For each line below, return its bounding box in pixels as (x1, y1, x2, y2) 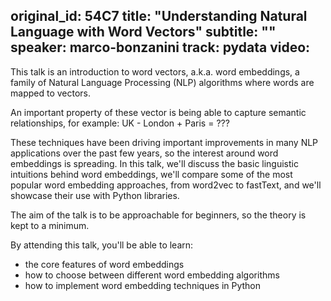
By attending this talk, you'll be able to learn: (10, 239, 194, 251)
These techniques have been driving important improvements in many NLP (10, 136, 319, 148)
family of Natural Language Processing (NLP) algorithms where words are (10, 76, 315, 88)
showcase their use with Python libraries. (10, 189, 180, 201)
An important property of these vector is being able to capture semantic (10, 106, 307, 118)
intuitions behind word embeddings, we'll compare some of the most (10, 168, 293, 180)
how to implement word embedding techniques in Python (24, 279, 262, 291)
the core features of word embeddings (24, 258, 185, 270)
